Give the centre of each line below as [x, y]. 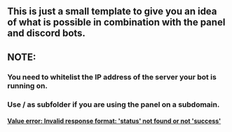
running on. [27, 85]
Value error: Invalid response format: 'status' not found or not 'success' [114, 121]
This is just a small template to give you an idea [112, 12]
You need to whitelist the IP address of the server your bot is [112, 77]
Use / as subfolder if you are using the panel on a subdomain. [114, 104]
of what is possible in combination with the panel [116, 23]
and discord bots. [47, 33]
